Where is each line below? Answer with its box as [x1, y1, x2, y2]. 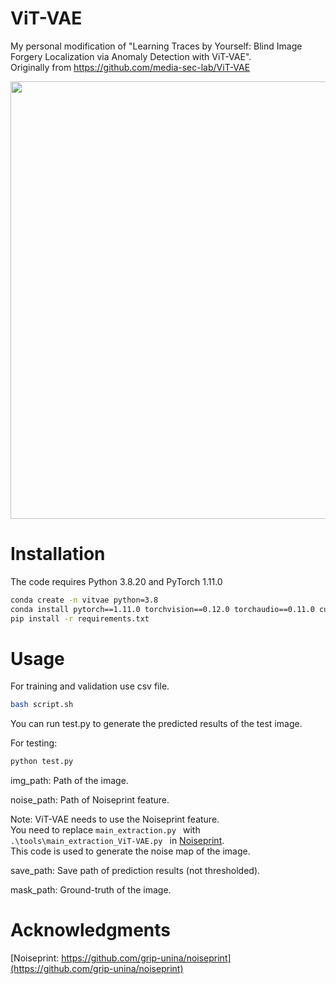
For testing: [10, 737, 58, 749]
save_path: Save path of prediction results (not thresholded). [10, 865, 261, 877]
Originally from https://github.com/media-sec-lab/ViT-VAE [10, 61, 251, 73]
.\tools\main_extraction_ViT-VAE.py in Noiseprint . [10, 835, 225, 847]
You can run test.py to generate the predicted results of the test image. [10, 718, 303, 730]
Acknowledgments [10, 919, 172, 942]
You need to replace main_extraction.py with [10, 824, 201, 836]
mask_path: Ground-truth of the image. [10, 884, 172, 896]
